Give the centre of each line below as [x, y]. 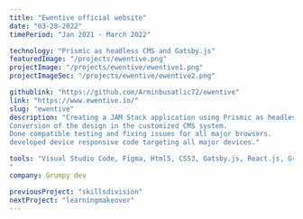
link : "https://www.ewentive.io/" [74, 100]
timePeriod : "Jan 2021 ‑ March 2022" [80, 34]
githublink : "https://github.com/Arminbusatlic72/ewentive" [125, 92]
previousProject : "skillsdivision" [76, 192]
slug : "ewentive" [42, 109]
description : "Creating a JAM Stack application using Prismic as [137, 117]
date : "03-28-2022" [46, 26]
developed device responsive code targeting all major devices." [134, 142]
